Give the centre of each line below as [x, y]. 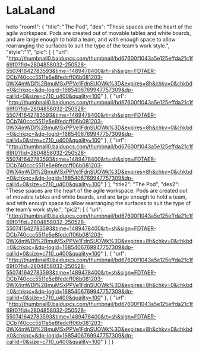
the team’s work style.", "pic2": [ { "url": [54, 209]
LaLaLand [31, 10]
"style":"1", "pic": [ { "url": [38, 52]
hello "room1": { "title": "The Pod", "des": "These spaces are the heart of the [99, 27]
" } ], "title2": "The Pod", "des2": [140, 184]
